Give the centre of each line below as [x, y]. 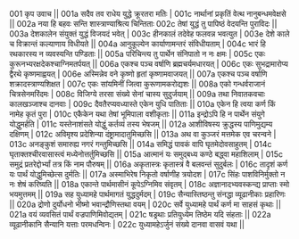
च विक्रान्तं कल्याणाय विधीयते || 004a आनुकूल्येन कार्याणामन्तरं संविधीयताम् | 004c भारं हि [137, 44]
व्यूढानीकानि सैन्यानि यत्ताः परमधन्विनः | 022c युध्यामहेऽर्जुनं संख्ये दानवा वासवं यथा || [127, 224]
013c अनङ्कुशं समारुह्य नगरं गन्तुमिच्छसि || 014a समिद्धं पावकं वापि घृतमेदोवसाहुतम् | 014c [141, 144]
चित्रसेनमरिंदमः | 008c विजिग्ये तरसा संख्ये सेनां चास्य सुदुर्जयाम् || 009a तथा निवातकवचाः [137, 94]
